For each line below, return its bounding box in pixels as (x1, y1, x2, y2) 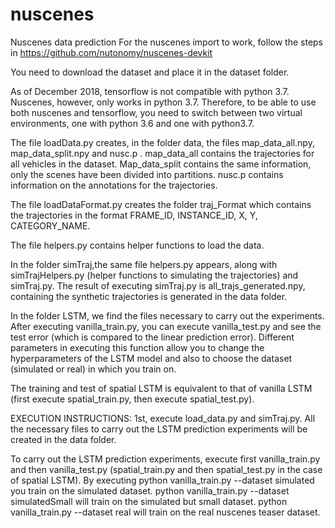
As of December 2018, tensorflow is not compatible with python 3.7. (10, 85, 290, 97)
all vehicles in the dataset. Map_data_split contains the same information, (10, 158, 312, 170)
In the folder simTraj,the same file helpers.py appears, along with (10, 258, 278, 270)
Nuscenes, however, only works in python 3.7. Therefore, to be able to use (10, 96, 317, 108)
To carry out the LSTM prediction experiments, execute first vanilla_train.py (10, 453, 321, 465)
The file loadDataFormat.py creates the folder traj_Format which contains (10, 198, 312, 210)
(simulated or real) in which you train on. (10, 363, 177, 375)
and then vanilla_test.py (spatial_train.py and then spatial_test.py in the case (10, 463, 323, 475)
